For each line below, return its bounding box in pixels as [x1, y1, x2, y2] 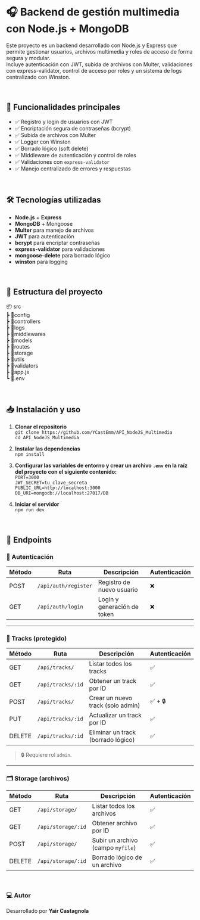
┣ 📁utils [6, 356, 25, 363]
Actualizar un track [89, 711, 142, 719]
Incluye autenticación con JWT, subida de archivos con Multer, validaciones [6, 61, 193, 68]
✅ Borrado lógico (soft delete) [14, 145, 89, 152]
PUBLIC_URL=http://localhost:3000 [14, 485, 101, 491]
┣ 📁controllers [6, 318, 40, 325]
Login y [98, 595, 119, 603]
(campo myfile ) [92, 844, 136, 852]
